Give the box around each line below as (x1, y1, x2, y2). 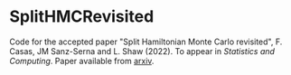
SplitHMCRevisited (9, 6, 155, 27)
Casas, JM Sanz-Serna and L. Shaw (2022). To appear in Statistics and (9, 45, 276, 56)
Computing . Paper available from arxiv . (9, 55, 155, 66)
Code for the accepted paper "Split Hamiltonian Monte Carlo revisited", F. (9, 36, 283, 47)
